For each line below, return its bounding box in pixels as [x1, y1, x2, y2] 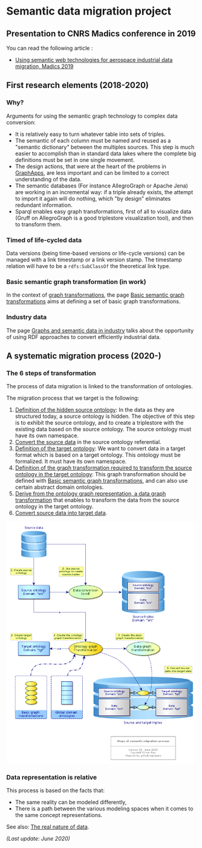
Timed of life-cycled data [6, 235, 82, 244]
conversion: [6, 118, 36, 126]
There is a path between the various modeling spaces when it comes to [15, 805, 194, 812]
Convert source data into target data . [15, 510, 108, 517]
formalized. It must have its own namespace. [15, 458, 127, 465]
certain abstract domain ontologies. [15, 483, 104, 491]
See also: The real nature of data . [6, 823, 90, 830]
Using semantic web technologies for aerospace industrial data [15, 56, 173, 63]
